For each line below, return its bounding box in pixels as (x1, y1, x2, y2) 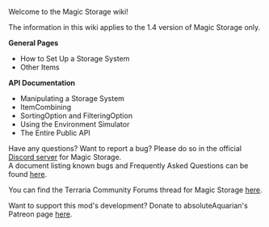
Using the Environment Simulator (19, 120, 130, 128)
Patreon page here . (8, 209, 73, 219)
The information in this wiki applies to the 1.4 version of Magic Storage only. (8, 23, 261, 32)
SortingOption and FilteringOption (19, 111, 133, 120)
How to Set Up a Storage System (19, 54, 130, 63)
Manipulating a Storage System (19, 94, 125, 103)
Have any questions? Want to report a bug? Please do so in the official (8, 144, 242, 153)
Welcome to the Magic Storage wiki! (8, 7, 129, 16)
